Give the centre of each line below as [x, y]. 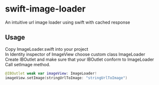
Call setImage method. [28, 64]
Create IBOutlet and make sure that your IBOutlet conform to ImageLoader [80, 59]
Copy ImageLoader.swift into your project [47, 49]
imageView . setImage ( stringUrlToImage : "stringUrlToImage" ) [66, 78]
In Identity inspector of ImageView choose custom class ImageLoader [75, 54]
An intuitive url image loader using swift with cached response [68, 22]
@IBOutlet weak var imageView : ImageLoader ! [51, 73]
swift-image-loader [45, 9]
